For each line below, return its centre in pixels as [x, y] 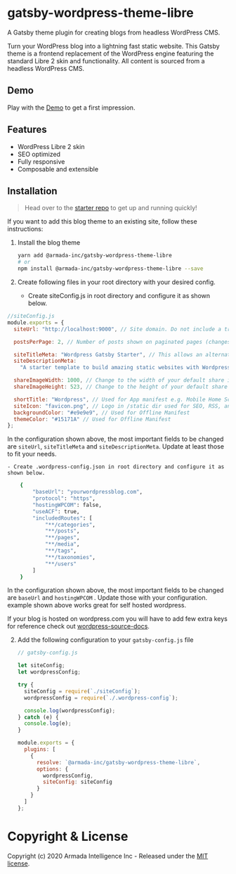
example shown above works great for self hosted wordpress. [97, 605]
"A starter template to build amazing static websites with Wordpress [125, 368]
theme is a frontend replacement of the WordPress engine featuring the [111, 53]
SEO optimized [39, 154]
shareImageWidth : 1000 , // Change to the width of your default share [119, 380]
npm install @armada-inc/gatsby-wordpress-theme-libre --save [110, 269]
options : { [52, 769]
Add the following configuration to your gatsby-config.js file [105, 640]
